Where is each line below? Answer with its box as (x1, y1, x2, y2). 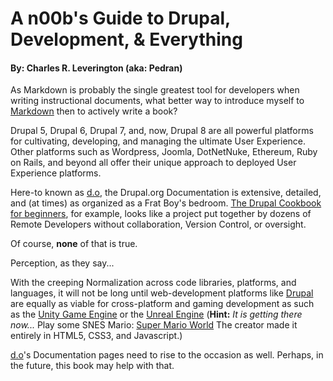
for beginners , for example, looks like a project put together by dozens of (10, 208, 312, 220)
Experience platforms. (10, 167, 102, 179)
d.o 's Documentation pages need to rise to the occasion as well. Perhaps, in (10, 349, 324, 361)
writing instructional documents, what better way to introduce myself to (10, 95, 305, 107)
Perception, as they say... (10, 257, 115, 269)
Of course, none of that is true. (10, 238, 138, 250)
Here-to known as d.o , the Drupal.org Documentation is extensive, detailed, (10, 187, 322, 199)
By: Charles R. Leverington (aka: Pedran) (10, 62, 183, 74)
